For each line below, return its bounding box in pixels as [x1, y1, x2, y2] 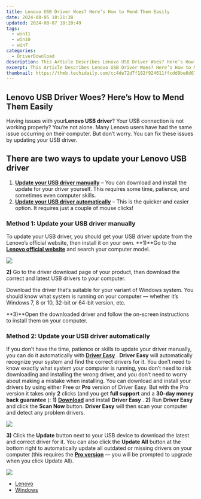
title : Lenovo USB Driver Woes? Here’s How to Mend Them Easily [6, 8, 170, 15]
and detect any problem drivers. [6, 409, 86, 416]
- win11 [11, 31, 31, 37]
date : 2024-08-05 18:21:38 [6, 14, 74, 20]
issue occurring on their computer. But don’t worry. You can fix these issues [6, 130, 193, 138]
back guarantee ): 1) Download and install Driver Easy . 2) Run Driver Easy [6, 396, 193, 404]
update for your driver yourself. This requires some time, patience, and [14, 185, 190, 192]
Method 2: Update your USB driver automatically [6, 332, 151, 340]
